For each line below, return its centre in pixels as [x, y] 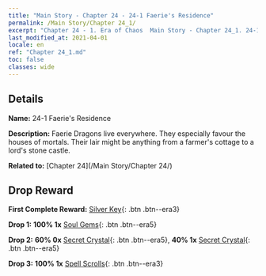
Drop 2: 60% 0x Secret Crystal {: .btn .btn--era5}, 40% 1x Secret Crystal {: [129, 240]
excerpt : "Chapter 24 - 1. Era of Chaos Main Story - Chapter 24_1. [125, 30]
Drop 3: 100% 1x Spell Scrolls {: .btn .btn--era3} [86, 264]
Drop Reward [41, 190]
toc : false [26, 60]
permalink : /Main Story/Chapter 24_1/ [72, 23]
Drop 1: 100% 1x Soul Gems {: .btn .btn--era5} [82, 225]
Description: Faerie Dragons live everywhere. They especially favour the [127, 133]
